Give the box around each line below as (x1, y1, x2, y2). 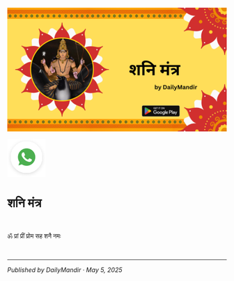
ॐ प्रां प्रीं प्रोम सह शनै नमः (7, 231, 61, 241)
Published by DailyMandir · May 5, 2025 (7, 266, 123, 274)
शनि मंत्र (7, 195, 42, 211)
